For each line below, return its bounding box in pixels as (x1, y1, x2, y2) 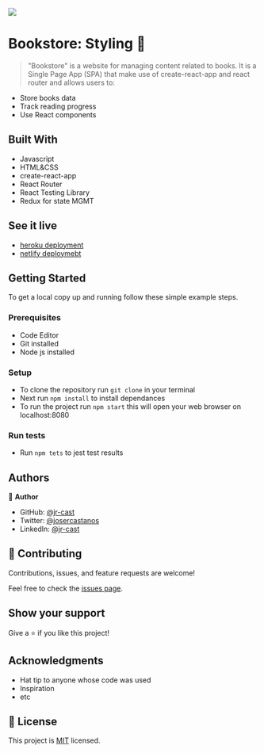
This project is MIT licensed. (8, 736, 101, 745)
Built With (8, 133, 58, 147)
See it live (8, 219, 58, 233)
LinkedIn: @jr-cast (19, 524, 80, 534)
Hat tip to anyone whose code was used (19, 675, 151, 685)
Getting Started (8, 271, 86, 285)
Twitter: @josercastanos (19, 516, 100, 526)
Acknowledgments (8, 654, 105, 667)
